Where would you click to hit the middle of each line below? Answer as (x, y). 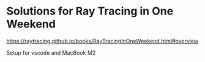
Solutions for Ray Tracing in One (90, 11)
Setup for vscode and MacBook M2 (51, 52)
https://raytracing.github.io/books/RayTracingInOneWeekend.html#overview (102, 41)
